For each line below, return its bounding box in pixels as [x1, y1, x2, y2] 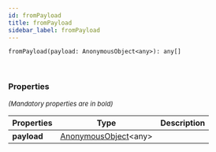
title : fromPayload [8, 19, 73, 27]
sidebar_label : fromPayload [8, 26, 101, 34]
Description [160, 117, 206, 128]
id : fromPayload [8, 11, 61, 20]
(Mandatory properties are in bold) [8, 99, 114, 108]
